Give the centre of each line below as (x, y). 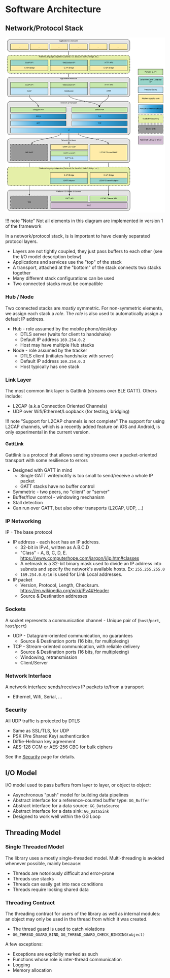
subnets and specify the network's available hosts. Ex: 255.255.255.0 (92, 569)
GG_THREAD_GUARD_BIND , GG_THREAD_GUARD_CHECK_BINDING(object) (79, 934)
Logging (21, 965)
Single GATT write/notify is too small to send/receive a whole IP (87, 476)
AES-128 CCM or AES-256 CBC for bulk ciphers (63, 747)
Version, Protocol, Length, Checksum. (60, 585)
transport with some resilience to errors (46, 461)
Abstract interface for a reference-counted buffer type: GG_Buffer (81, 800)
